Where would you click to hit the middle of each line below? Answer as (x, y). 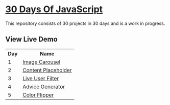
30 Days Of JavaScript (54, 9)
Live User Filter (41, 78)
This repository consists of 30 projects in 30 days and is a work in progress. (85, 23)
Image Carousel (42, 62)
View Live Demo (31, 39)
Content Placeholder (47, 70)
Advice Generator (44, 86)
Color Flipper (38, 95)
